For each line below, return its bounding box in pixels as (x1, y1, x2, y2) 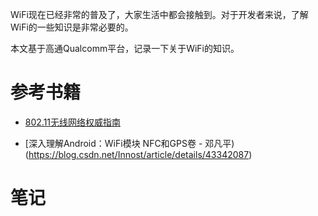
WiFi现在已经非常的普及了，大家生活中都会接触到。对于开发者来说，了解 (10, 9, 309, 20)
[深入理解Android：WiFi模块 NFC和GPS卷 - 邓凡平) (24, 137, 235, 149)
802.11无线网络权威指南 (24, 116, 122, 128)
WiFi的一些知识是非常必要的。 (10, 21, 134, 33)
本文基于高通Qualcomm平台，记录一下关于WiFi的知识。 (10, 43, 240, 54)
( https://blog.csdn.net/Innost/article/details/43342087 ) (24, 148, 253, 160)
